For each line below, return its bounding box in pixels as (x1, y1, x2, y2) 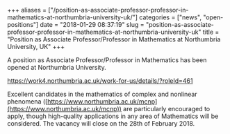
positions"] (7, 21, 39, 28)
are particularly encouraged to (122, 105, 211, 113)
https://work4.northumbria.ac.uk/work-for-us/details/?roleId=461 (7, 77, 193, 85)
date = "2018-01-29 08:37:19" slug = (40, 21, 145, 28)
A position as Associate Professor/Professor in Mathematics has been (7, 56, 207, 64)
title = (202, 28, 220, 36)
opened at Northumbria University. (7, 64, 106, 71)
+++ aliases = (7, 6, 47, 14)
